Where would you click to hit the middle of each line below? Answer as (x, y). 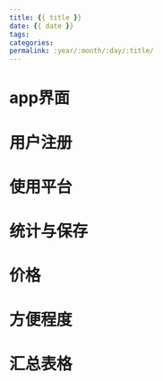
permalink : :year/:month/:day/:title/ (81, 51)
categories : (31, 43)
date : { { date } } (42, 26)
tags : (19, 34)
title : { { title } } (46, 17)
